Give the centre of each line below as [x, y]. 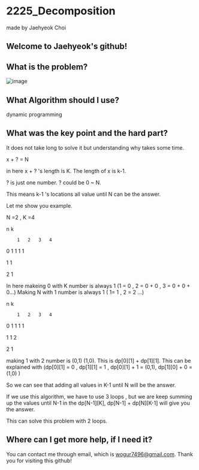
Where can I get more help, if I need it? [79, 440]
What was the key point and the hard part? [87, 133]
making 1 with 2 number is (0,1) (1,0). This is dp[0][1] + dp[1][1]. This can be [99, 360]
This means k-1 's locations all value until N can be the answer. [83, 194]
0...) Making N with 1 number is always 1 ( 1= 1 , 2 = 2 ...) [75, 292]
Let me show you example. [40, 205]
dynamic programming [34, 114]
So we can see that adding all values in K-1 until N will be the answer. [91, 385]
